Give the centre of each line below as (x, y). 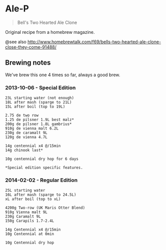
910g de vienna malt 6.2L (32, 128)
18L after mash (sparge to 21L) (38, 103)
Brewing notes (28, 63)
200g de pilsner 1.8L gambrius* (38, 124)
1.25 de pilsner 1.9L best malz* (40, 120)
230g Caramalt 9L (23, 217)
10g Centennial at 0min (30, 234)
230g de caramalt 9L (27, 133)
